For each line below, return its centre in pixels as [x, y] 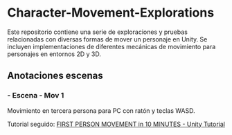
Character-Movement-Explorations [111, 13]
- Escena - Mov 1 [36, 96]
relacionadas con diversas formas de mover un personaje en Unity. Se [107, 39]
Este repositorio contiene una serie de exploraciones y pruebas [98, 32]
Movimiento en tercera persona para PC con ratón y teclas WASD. [101, 110]
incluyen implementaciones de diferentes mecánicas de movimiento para [111, 46]
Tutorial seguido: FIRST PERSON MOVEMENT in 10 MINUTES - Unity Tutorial [116, 124]
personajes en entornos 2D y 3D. [54, 54]
